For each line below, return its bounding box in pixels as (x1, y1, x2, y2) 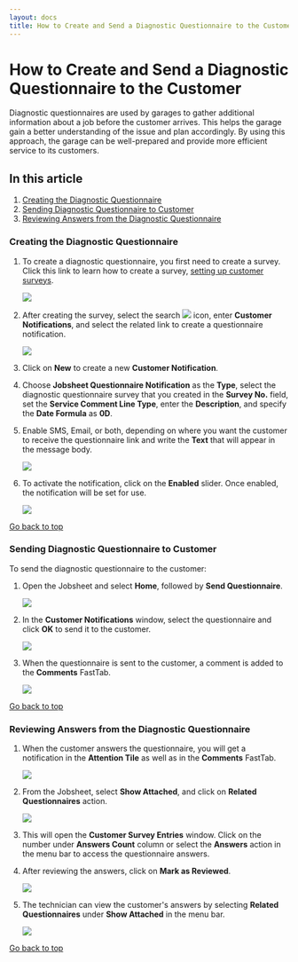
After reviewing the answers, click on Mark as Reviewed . (21, 866, 231, 877)
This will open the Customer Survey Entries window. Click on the (21, 830, 262, 840)
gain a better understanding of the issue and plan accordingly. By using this (9, 126, 286, 138)
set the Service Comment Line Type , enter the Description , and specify (21, 398, 286, 409)
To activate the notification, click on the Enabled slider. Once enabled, (21, 477, 279, 488)
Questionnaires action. (21, 796, 108, 807)
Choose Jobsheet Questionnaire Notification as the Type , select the (21, 379, 277, 390)
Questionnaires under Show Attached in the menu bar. (21, 909, 225, 919)
